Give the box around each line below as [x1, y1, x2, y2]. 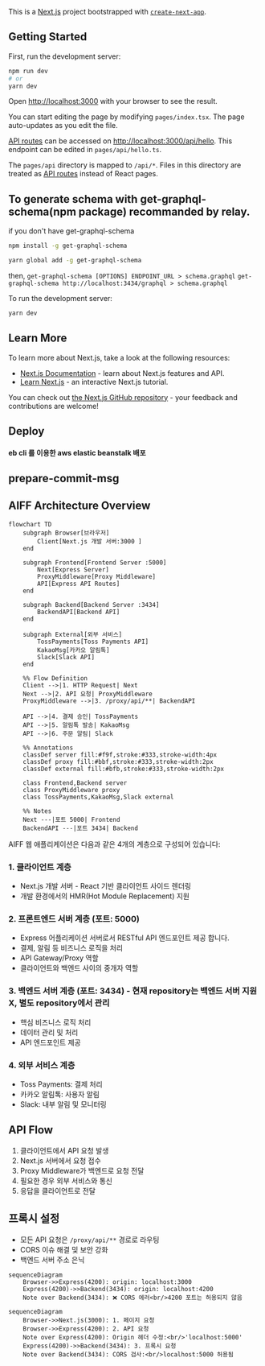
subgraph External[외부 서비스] [22, 630, 123, 638]
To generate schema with [8, 192, 138, 206]
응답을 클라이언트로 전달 [19, 1186, 96, 1195]
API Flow [8, 1123, 54, 1137]
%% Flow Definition [22, 674, 88, 683]
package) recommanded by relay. [78, 204, 251, 218]
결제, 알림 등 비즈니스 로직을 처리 [19, 943, 123, 953]
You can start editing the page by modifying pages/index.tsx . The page [8, 112, 245, 122]
